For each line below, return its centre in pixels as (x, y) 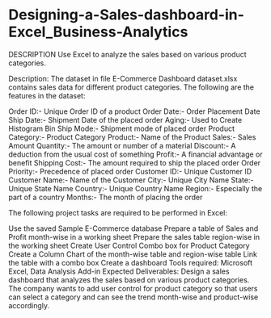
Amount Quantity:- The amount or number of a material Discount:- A (122, 145)
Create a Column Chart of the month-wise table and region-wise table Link (133, 254)
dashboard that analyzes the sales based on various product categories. (129, 279)
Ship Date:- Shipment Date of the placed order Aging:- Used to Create (125, 119)
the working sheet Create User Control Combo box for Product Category (129, 245)
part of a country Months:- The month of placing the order (106, 197)
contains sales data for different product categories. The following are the (131, 87)
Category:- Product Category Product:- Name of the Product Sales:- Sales (132, 137)
